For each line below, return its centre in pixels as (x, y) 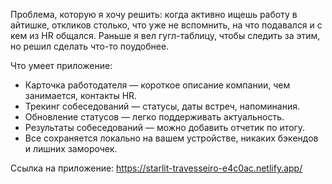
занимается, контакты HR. (81, 95)
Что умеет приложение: (61, 65)
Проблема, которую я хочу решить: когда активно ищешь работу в (154, 14)
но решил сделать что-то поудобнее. (90, 46)
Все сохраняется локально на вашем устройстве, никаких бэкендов (171, 138)
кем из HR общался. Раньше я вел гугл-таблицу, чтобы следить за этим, (165, 35)
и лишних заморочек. (71, 148)
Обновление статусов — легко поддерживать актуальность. (154, 117)
